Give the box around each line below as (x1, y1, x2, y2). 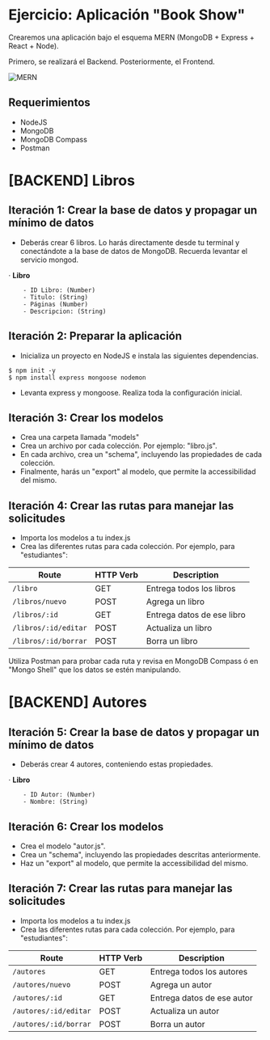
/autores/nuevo (12, 980, 71, 989)
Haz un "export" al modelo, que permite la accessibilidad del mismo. (19, 859, 249, 868)
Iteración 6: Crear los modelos (8, 819, 164, 834)
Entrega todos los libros (146, 583, 236, 594)
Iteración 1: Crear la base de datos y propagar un (8, 204, 258, 218)
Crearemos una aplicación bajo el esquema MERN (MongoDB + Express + (8, 32, 255, 42)
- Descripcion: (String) (23, 307, 107, 315)
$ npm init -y (8, 366, 57, 374)
